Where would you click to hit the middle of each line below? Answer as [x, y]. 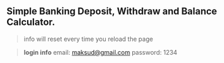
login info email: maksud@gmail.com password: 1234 [101, 52]
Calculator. [31, 22]
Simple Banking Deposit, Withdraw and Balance [112, 11]
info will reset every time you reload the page [88, 39]
